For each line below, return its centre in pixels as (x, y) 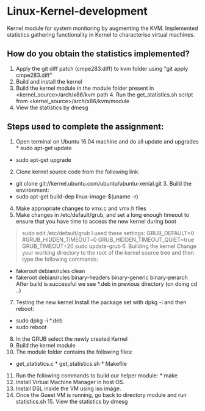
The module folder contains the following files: (74, 352)
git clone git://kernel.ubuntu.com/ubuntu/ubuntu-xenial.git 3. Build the (103, 183)
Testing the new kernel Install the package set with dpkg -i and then (101, 302)
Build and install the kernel (49, 81)
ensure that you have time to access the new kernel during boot (96, 221)
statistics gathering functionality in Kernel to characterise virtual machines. (101, 34)
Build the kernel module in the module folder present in (85, 88)
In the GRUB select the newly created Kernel (71, 339)
